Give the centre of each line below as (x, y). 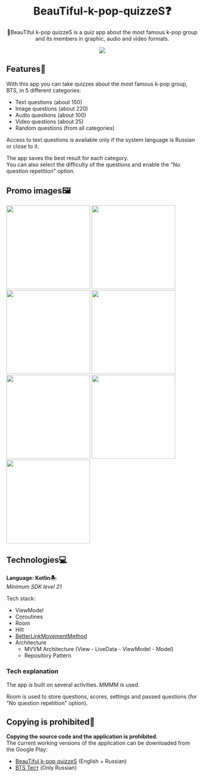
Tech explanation (33, 671)
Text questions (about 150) (49, 102)
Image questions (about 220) (51, 108)
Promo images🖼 (39, 191)
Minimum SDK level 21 (34, 587)
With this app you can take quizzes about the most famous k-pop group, (97, 84)
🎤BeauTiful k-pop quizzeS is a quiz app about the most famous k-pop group (102, 32)
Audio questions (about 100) (51, 115)
